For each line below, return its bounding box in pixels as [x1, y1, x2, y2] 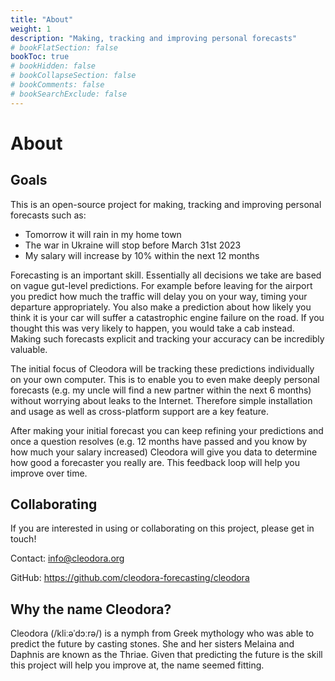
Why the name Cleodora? [10, 601, 172, 618]
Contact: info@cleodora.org [10, 552, 125, 565]
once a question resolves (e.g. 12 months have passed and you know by [10, 435, 308, 447]
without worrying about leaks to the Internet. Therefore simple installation [10, 394, 313, 406]
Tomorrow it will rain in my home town [24, 228, 182, 240]
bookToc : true [10, 52, 70, 62]
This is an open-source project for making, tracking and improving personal [10, 198, 322, 210]
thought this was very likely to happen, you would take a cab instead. [10, 322, 295, 334]
